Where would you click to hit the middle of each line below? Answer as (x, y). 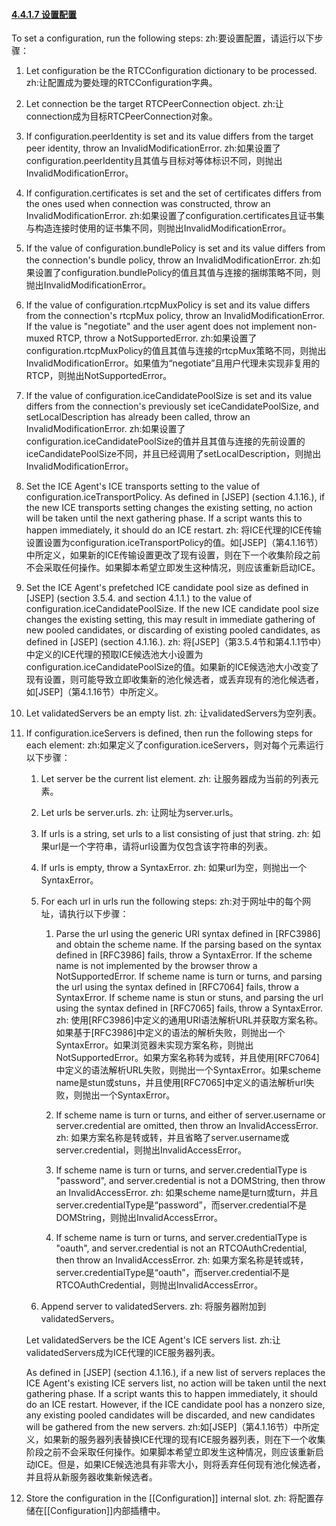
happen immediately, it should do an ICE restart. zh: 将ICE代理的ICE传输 (174, 530)
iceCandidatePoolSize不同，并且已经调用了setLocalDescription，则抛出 (173, 454)
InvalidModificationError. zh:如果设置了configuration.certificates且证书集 (175, 216)
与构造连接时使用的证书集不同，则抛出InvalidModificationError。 (158, 228)
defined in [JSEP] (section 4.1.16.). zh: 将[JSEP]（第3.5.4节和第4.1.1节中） (176, 642)
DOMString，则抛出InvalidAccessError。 (139, 1218)
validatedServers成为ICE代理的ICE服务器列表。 (123, 1353)
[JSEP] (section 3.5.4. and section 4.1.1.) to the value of (139, 598)
